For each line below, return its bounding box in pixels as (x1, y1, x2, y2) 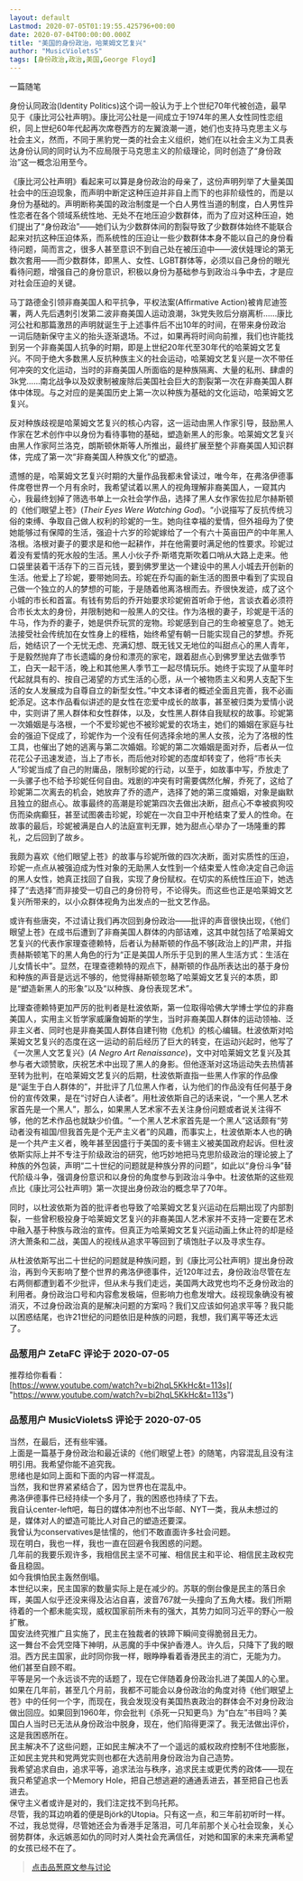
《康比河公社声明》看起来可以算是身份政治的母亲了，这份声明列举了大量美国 (9, 176, 294, 186)
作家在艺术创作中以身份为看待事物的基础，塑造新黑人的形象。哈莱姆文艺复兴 (9, 429, 294, 439)
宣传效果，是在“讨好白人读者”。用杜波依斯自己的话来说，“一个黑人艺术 (24, 1093, 289, 1103)
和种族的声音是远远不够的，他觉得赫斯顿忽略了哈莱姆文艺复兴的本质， (9, 972, 271, 982)
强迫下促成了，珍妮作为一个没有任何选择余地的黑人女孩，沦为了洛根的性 (24, 731, 294, 740)
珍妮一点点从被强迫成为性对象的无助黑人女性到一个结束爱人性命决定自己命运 (9, 862, 294, 872)
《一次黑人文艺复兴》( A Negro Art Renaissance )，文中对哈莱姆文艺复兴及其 (9, 1048, 291, 1057)
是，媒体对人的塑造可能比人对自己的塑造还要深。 (9, 1514, 191, 1526)
